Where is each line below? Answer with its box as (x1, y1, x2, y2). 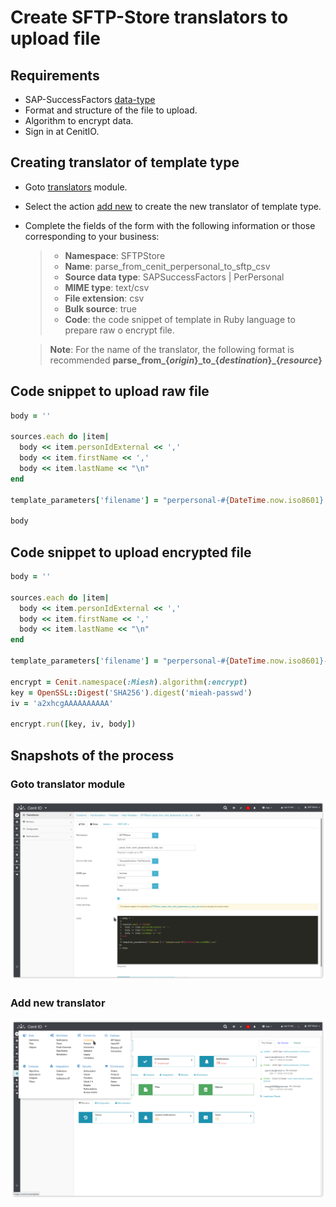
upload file (10, 27, 101, 50)
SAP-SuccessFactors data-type (24, 94, 156, 105)
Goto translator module (10, 777, 126, 791)
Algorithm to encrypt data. (24, 115, 134, 126)
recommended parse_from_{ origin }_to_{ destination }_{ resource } (49, 354, 323, 366)
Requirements (10, 67, 100, 84)
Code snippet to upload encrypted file (10, 544, 252, 561)
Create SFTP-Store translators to (10, 6, 289, 29)
